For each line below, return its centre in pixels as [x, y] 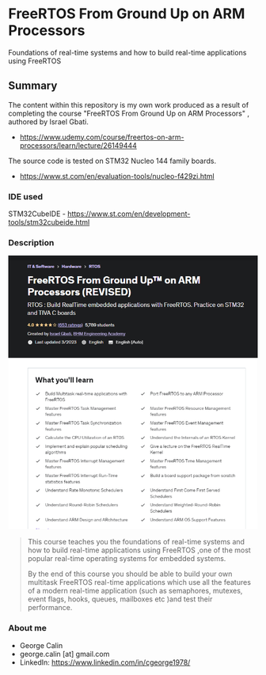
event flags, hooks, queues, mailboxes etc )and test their [120, 599]
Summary [33, 86]
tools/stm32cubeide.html [49, 222]
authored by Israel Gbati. [48, 121]
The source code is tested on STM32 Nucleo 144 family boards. [112, 161]
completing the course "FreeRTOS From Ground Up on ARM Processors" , [129, 113]
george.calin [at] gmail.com [65, 654]
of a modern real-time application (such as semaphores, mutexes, [135, 591]
